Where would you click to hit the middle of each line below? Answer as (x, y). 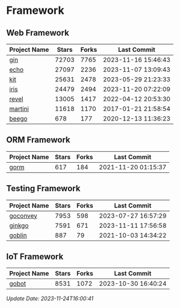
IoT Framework (35, 257)
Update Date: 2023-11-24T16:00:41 (50, 298)
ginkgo (19, 225)
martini (19, 109)
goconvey (23, 216)
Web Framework (38, 33)
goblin (18, 235)
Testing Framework (43, 188)
